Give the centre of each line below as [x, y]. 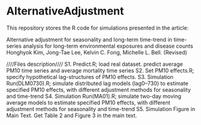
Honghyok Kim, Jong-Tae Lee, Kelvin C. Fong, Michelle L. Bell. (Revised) [97, 52]
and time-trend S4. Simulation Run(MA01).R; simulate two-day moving [94, 96]
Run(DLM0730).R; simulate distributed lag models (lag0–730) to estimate [97, 83]
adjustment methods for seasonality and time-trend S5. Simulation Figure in [101, 109]
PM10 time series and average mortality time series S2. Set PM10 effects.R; [100, 70]
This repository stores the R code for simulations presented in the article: [97, 28]
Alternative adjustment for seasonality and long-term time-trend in [89, 39]
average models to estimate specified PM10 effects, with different [88, 102]
